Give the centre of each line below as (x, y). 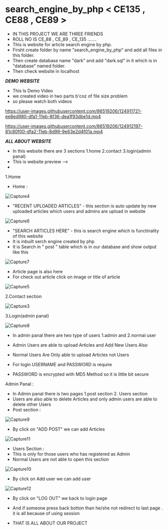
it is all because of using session (46, 513)
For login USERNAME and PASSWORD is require (62, 364)
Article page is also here (37, 271)
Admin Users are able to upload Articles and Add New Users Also (80, 345)
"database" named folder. (39, 66)
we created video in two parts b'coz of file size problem (70, 96)
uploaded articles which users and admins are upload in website (79, 211)
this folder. (24, 55)
